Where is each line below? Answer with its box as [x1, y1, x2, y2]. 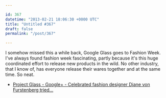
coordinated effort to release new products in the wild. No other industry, [5, 61, 159, 67]
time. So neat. [5, 71, 35, 77]
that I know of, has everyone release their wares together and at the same [5, 66, 161, 72]
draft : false [5, 26, 33, 31]
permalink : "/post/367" [5, 31, 56, 36]
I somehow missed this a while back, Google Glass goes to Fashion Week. [5, 50, 161, 56]
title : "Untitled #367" [5, 22, 56, 27]
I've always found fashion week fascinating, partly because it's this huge [5, 55, 158, 62]
